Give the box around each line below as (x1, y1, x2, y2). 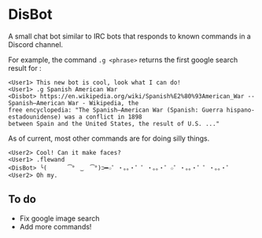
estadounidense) (8, 112, 61, 121)
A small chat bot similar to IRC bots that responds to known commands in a (8, 31, 252, 41)
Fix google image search (19, 214, 100, 223)
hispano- (226, 106, 256, 114)
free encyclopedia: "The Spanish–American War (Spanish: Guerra (8, 106, 223, 114)
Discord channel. (8, 39, 64, 49)
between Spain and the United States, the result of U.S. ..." (8, 119, 220, 127)
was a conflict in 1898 (64, 112, 143, 121)
